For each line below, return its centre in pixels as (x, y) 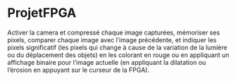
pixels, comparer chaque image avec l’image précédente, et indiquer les (112, 39)
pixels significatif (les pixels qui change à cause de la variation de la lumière (117, 47)
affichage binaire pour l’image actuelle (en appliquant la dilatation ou (107, 62)
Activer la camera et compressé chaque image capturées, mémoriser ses (114, 32)
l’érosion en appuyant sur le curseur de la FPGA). (79, 70)
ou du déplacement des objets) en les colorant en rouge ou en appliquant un (118, 55)
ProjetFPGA (42, 13)
